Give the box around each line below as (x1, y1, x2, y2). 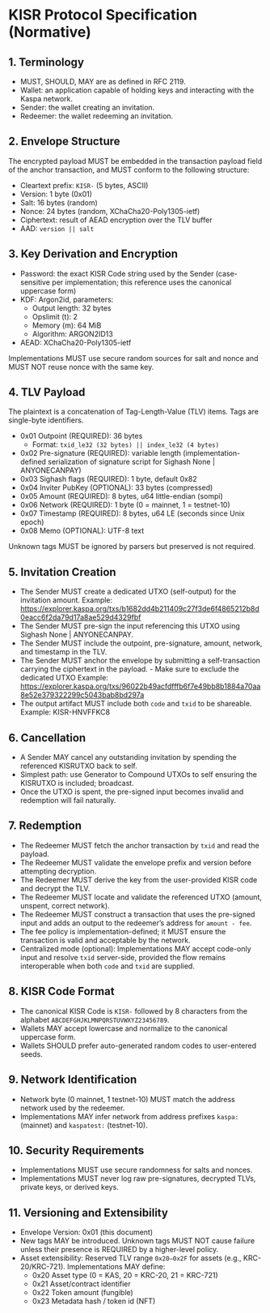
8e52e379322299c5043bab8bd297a (19, 690, 145, 700)
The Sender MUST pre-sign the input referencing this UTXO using (19, 621, 240, 631)
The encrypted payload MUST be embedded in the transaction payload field (8, 156, 263, 165)
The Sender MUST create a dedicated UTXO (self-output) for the (19, 586, 237, 597)
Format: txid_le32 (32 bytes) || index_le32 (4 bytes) (32, 440, 220, 449)
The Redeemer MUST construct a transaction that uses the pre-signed (19, 909, 255, 919)
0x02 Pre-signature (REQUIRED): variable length (19, 448, 182, 458)
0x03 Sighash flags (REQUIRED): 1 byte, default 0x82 (19, 474, 197, 484)
